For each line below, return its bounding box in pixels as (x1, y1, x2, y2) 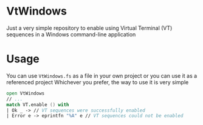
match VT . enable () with (6, 101, 69, 107)
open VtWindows (6, 90, 45, 96)
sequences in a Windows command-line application (6, 30, 136, 38)
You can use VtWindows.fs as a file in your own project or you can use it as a (6, 72, 198, 79)
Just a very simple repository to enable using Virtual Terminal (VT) (6, 24, 173, 32)
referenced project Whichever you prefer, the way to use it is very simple (6, 78, 189, 86)
